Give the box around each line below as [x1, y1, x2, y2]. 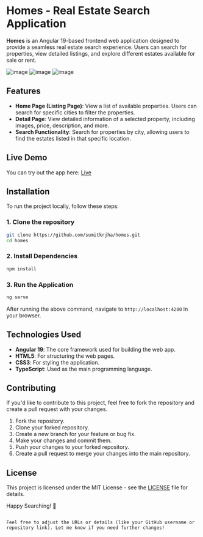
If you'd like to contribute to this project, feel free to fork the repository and [6, 399, 195, 407]
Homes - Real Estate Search [6, 4, 151, 18]
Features [6, 86, 41, 97]
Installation [6, 186, 50, 196]
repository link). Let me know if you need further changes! [6, 525, 165, 531]
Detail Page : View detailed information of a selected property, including [15, 115, 195, 122]
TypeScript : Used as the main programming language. [15, 365, 152, 372]
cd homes [6, 237, 29, 243]
